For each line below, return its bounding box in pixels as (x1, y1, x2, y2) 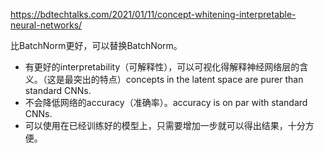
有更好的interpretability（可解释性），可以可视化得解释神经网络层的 (24, 61, 300, 73)
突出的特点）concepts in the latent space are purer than (73, 74, 304, 85)
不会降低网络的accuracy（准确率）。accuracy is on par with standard (24, 97, 308, 108)
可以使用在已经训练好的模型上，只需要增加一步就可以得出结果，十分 (24, 120, 306, 131)
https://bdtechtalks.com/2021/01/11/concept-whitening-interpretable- (10, 9, 297, 20)
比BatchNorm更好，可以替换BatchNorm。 (10, 40, 183, 51)
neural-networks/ (10, 19, 83, 31)
